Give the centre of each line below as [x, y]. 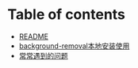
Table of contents [67, 15]
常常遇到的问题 [43, 55]
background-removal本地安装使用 [74, 46]
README [34, 36]
